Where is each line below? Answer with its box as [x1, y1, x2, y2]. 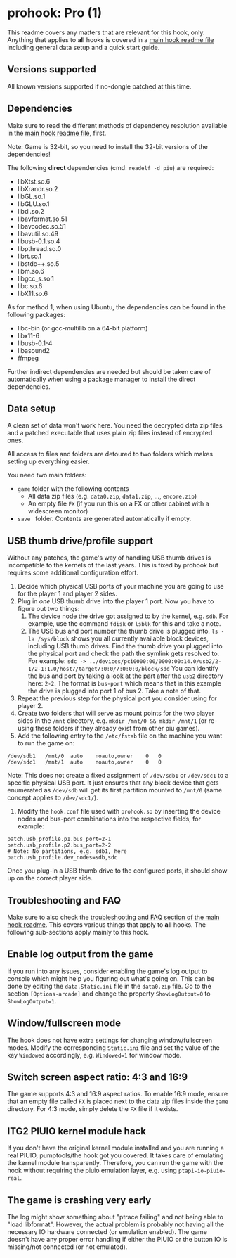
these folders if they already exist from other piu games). [34, 724, 200, 733]
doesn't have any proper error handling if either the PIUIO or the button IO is [7, 1235, 228, 1244]
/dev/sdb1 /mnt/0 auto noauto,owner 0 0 [7, 752, 162, 760]
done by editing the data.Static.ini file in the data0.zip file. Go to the [7, 982, 212, 990]
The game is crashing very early [7, 1194, 152, 1206]
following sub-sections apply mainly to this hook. [7, 928, 150, 936]
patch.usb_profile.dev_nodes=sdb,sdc [7, 854, 118, 861]
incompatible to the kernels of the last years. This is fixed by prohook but [7, 561, 219, 570]
